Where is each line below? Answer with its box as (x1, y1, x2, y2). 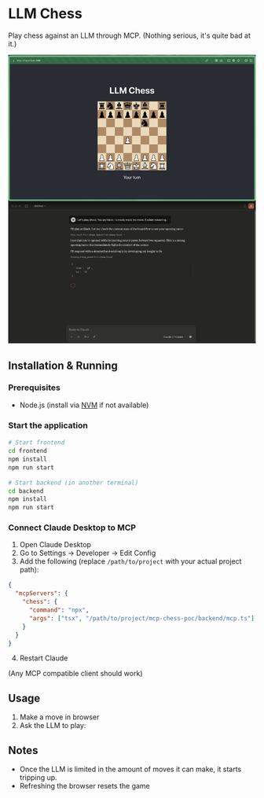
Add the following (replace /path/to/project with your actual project (19, 557, 242, 566)
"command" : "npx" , (28, 606, 90, 614)
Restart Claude (19, 653, 68, 663)
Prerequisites (8, 382, 60, 393)
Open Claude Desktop (19, 540, 92, 550)
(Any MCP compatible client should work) (8, 669, 143, 678)
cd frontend (8, 447, 47, 455)
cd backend (8, 487, 44, 495)
